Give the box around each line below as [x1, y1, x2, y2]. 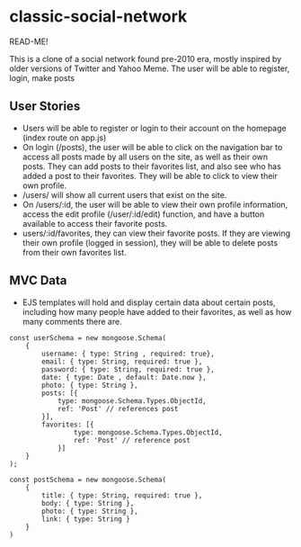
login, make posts [9, 72, 75, 83]
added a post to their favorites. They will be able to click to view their [22, 170, 279, 181]
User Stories [9, 99, 81, 114]
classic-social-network [9, 6, 188, 27]
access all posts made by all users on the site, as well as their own [22, 151, 269, 162]
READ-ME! [9, 36, 49, 47]
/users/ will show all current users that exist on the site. [22, 189, 227, 200]
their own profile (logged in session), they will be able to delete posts [22, 237, 279, 248]
